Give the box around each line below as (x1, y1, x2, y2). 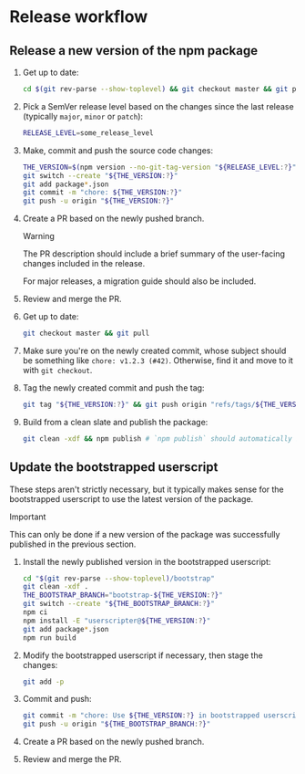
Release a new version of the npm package (9, 43, 258, 58)
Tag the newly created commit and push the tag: (22, 382, 205, 393)
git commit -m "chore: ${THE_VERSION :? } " (22, 188, 183, 197)
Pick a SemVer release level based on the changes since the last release (22, 100, 294, 111)
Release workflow (9, 6, 148, 27)
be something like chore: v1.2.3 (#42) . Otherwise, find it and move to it (22, 355, 294, 366)
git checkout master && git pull (22, 329, 150, 339)
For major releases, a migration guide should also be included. (22, 276, 257, 287)
